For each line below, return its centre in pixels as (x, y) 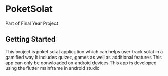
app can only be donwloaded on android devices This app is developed (81, 63)
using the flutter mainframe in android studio (52, 68)
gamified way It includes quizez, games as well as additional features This (83, 57)
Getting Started (31, 39)
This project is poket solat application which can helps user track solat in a (84, 51)
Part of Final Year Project (32, 23)
